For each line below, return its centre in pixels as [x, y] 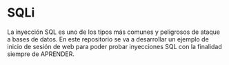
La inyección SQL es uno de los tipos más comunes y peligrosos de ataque [114, 32]
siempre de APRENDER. [41, 54]
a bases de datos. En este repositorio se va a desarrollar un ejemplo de [108, 39]
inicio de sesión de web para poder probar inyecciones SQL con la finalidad [114, 46]
